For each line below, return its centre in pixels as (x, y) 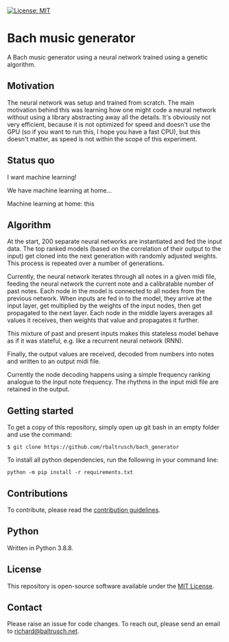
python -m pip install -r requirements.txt (70, 473)
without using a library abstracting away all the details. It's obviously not (109, 117)
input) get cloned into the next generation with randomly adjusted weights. (112, 256)
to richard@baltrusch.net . (43, 631)
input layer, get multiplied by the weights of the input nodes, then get (104, 306)
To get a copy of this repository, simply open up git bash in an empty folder (113, 428)
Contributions (37, 493)
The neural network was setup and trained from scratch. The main (100, 102)
